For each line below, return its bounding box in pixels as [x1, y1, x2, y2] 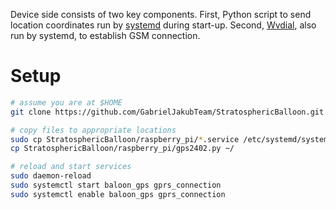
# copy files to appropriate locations [10, 125, 177, 135]
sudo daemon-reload [10, 171, 92, 181]
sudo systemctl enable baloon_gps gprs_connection [10, 189, 226, 199]
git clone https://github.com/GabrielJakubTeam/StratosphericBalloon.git [10, 107, 325, 117]
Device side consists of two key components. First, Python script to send [10, 9, 312, 20]
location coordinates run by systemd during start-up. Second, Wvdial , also [10, 19, 317, 31]
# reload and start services [10, 162, 132, 172]
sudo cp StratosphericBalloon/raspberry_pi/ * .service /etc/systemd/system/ [10, 134, 333, 144]
